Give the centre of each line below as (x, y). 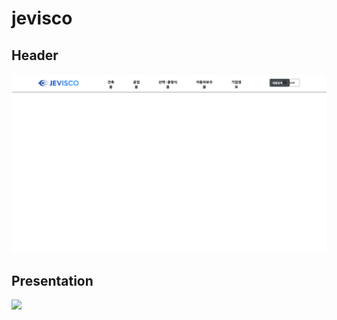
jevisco (42, 18)
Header (35, 55)
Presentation (52, 280)
